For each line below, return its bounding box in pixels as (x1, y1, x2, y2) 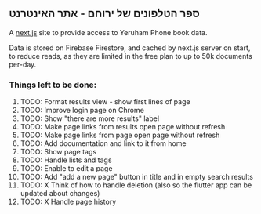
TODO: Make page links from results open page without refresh (20, 122, 226, 132)
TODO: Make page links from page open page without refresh (20, 130, 220, 140)
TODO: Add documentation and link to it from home (20, 139, 187, 148)
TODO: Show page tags (20, 147, 97, 157)
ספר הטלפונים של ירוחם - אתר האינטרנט (9, 7, 201, 20)
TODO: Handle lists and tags (20, 155, 112, 165)
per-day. (9, 60, 37, 69)
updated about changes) (20, 189, 100, 198)
